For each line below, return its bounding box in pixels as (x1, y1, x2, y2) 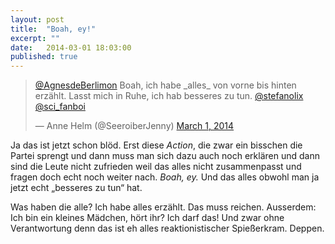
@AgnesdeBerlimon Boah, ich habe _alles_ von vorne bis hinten (34, 79, 297, 91)
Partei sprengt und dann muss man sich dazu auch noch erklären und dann (10, 150, 320, 162)
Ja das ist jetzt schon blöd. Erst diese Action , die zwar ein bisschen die (10, 139, 303, 151)
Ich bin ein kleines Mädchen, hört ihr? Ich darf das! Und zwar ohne (10, 212, 285, 224)
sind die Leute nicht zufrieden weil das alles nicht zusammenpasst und (10, 161, 302, 173)
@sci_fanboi (34, 101, 86, 113)
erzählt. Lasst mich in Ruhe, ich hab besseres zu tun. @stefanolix (34, 90, 304, 102)
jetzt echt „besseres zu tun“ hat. (10, 182, 143, 194)
